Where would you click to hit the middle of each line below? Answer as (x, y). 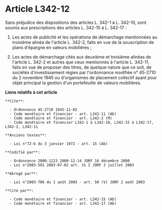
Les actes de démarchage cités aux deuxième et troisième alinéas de (81, 57)
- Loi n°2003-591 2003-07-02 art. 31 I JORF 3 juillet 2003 (72, 165)
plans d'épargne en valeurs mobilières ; (52, 47)
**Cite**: (15, 101)
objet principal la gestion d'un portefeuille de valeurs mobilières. (77, 83)
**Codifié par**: (23, 152)
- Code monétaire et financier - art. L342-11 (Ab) (63, 114)
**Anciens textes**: (26, 135)
